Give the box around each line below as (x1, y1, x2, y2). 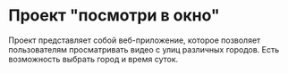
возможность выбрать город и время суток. (8, 53, 179, 64)
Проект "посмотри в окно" (8, 5, 220, 26)
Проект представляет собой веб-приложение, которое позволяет (8, 35, 261, 45)
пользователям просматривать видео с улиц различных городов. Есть (8, 44, 280, 54)
